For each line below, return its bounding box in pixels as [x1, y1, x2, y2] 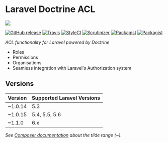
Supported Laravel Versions [32, 94, 101, 101]
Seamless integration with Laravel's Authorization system [12, 65, 132, 71]
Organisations [12, 59, 42, 66]
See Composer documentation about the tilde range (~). [5, 132, 122, 138]
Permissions [12, 54, 39, 60]
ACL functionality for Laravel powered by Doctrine [5, 39, 110, 45]
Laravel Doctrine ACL [5, 4, 96, 15]
